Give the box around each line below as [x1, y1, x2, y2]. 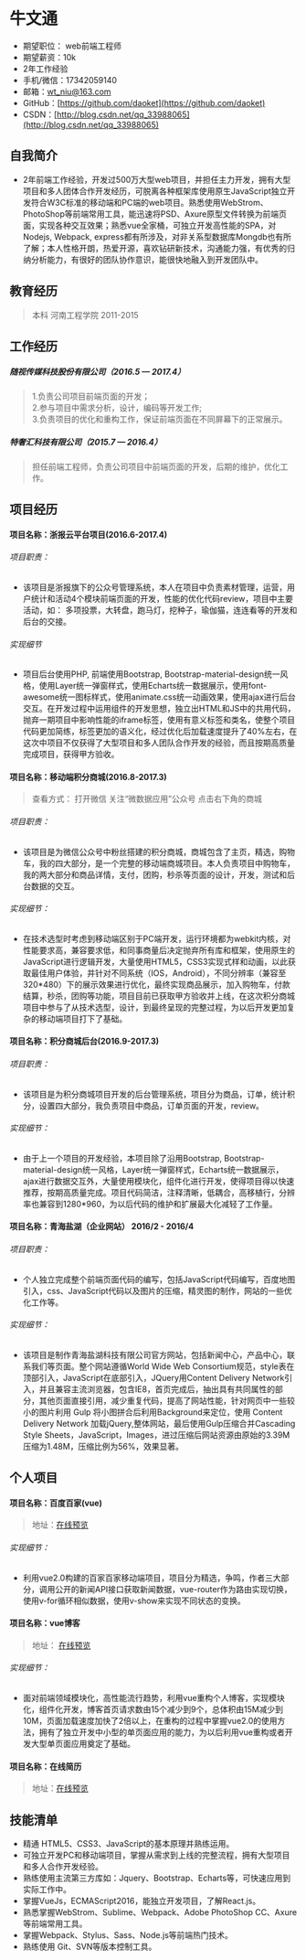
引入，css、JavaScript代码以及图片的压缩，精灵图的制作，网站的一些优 [22, 1285, 292, 1296]
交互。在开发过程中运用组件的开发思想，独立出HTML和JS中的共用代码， [22, 703, 296, 714]
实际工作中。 [22, 1884, 71, 1895]
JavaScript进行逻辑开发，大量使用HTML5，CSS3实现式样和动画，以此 [22, 956, 289, 967]
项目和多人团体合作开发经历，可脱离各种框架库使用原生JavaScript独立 [22, 185, 288, 197]
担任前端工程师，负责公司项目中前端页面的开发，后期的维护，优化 [31, 461, 280, 472]
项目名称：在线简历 [9, 1761, 82, 1772]
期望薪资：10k [22, 51, 77, 62]
